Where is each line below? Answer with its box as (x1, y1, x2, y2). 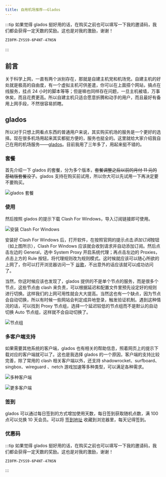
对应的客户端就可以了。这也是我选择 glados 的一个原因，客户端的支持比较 (9, 351, 160, 357)
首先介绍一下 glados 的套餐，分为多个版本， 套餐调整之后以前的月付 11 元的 (5, 167, 157, 173)
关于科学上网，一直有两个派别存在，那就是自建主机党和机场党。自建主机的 (5, 76, 157, 82)
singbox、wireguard (5, 364, 46, 370)
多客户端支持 (5, 333, 36, 340)
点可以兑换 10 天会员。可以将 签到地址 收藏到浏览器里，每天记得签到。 (5, 417, 149, 423)
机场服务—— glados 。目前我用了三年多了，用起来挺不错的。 (22, 141, 145, 147)
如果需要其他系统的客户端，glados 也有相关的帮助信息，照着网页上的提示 (5, 346, 155, 351)
